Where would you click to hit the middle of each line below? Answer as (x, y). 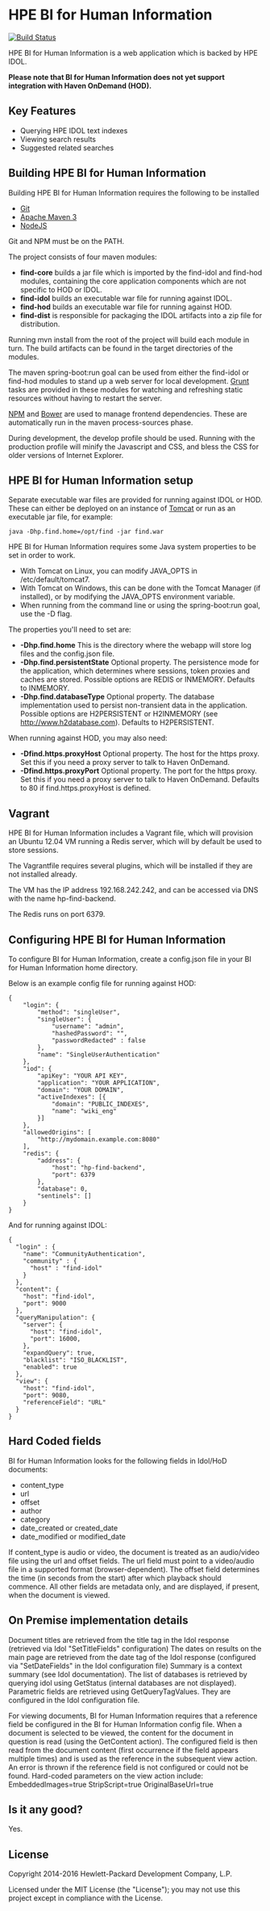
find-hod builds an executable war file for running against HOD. (126, 307)
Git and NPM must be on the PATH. (66, 241)
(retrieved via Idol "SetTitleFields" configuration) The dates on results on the (135, 1648)
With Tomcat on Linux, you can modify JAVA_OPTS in (108, 571)
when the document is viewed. (59, 1595)
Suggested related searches (67, 148)
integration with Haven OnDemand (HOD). (80, 86)
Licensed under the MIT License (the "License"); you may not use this (124, 1890)
